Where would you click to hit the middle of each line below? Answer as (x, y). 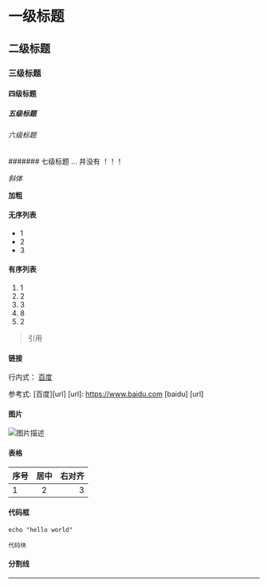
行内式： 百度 (30, 377)
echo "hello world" (41, 529)
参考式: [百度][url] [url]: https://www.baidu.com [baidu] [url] (106, 394)
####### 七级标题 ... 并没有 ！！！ (66, 161)
